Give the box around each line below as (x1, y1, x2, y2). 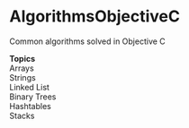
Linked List (9, 81, 49, 92)
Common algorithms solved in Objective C (9, 36, 166, 47)
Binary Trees (9, 91, 57, 102)
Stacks (9, 110, 35, 121)
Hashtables (9, 100, 51, 111)
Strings (9, 72, 36, 82)
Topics (9, 53, 36, 64)
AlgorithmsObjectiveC (9, 6, 180, 27)
